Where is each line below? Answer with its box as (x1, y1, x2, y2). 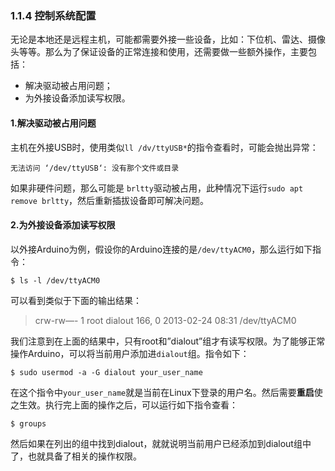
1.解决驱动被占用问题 (10, 117, 97, 129)
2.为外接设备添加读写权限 (10, 219, 116, 231)
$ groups (10, 418, 47, 429)
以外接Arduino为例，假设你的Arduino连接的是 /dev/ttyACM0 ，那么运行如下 (10, 243, 313, 255)
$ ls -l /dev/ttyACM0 (10, 275, 101, 286)
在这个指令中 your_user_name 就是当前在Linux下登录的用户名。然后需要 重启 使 (10, 386, 323, 398)
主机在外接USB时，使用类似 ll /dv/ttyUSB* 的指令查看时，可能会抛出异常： (10, 141, 319, 153)
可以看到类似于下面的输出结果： (10, 294, 142, 306)
